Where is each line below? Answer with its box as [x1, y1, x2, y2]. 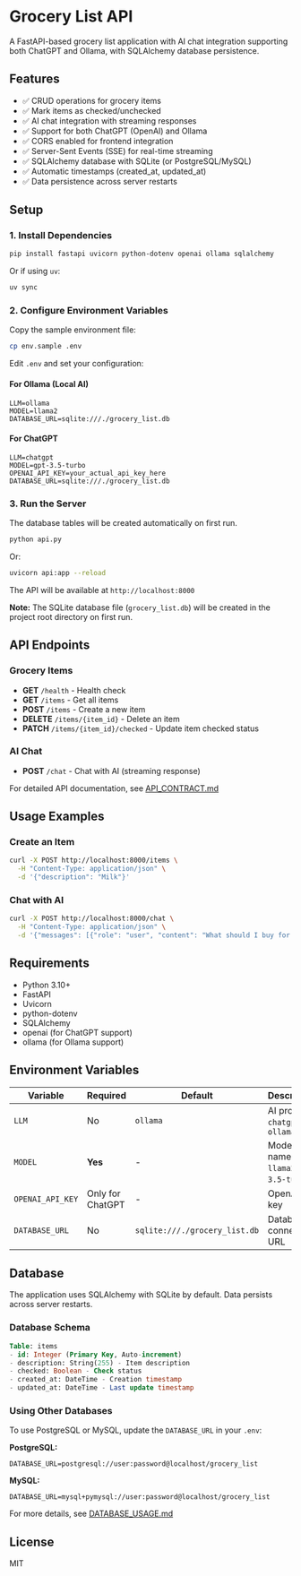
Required [86, 1089, 127, 1101]
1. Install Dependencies [9, 229, 113, 242]
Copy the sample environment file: [9, 324, 136, 335]
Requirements [9, 956, 90, 971]
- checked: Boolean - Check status [9, 1366, 142, 1376]
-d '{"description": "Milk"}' [17, 873, 130, 882]
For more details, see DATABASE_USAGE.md [9, 1508, 174, 1520]
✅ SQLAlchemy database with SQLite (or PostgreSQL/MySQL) [21, 155, 253, 167]
